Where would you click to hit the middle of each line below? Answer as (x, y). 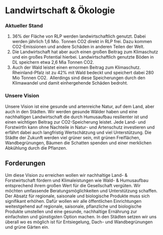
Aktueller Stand (24, 26)
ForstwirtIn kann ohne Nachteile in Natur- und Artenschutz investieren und (80, 127)
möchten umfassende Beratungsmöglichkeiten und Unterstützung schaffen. (81, 191)
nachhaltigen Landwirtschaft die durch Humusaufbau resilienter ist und (76, 117)
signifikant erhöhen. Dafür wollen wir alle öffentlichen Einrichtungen (73, 201)
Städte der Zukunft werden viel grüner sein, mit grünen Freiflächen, (73, 137)
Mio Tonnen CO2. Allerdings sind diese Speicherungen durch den (79, 78)
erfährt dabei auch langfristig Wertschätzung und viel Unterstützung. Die (78, 132)
